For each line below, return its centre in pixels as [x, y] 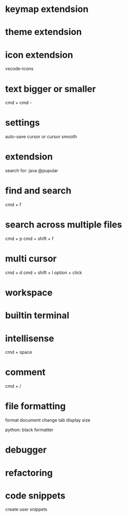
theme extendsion [44, 32]
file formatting [35, 406]
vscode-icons [19, 69]
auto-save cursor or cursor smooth [41, 137]
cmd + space [19, 352]
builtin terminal [37, 316]
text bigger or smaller [51, 89]
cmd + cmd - [19, 103]
